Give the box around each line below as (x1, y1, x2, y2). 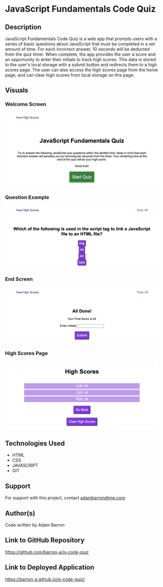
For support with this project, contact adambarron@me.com (5, 495, 126, 501)
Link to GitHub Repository (5, 536, 85, 545)
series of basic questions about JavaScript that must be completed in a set (5, 41, 155, 47)
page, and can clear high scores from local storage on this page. (5, 72, 135, 78)
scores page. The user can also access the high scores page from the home (5, 67, 158, 73)
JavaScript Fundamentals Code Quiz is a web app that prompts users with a (5, 36, 157, 42)
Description (5, 23, 41, 31)
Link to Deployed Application (5, 563, 94, 572)
